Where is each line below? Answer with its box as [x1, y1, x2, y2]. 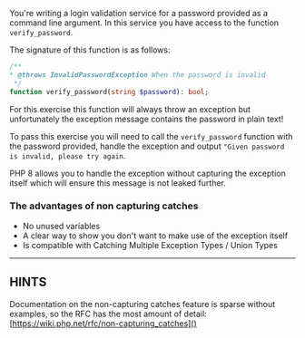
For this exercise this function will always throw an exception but [9, 103, 251, 114]
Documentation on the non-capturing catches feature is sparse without [9, 298, 276, 309]
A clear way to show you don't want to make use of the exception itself [22, 230, 289, 241]
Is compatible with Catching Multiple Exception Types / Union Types [22, 239, 279, 250]
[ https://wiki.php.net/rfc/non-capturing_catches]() [9, 317, 197, 329]
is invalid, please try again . [9, 150, 126, 161]
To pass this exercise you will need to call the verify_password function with [9, 130, 293, 141]
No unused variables [22, 220, 101, 231]
